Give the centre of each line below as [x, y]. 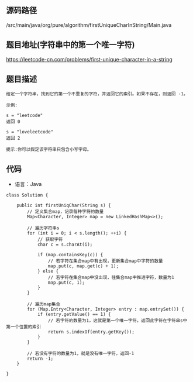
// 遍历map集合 [44, 304]
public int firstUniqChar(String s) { [64, 206]
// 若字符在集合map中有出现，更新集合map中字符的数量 [105, 261]
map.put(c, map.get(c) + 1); [83, 266]
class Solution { [27, 195]
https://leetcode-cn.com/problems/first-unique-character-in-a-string [89, 59]
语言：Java [28, 184]
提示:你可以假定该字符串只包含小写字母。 [49, 150]
